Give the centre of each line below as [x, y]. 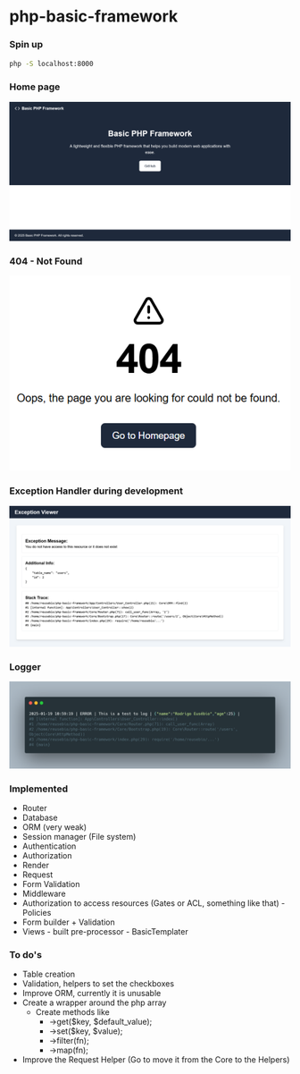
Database [40, 817]
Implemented [39, 789]
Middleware [44, 893]
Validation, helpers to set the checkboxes [98, 984]
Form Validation [51, 884]
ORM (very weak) [54, 827]
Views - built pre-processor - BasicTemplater [105, 931]
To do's [26, 954]
